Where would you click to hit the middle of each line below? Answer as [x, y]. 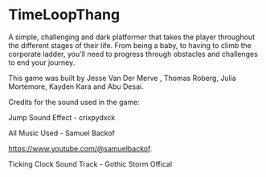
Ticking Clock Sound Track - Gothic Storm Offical [90, 164]
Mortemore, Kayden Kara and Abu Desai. [76, 86]
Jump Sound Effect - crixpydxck [62, 117]
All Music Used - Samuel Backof [61, 133]
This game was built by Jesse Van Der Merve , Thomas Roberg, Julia [123, 78]
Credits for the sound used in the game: [74, 102]
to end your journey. [42, 62]
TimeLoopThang [64, 15]
